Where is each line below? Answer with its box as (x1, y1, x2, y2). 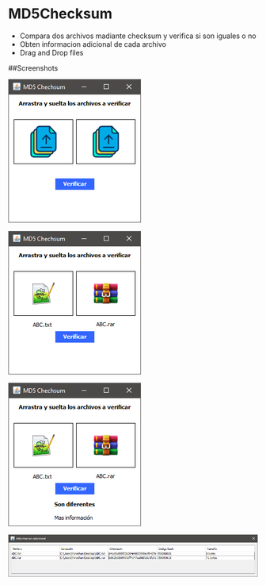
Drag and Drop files (19, 48, 84, 57)
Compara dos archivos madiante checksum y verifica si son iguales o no (19, 31, 256, 40)
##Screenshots (8, 63, 59, 72)
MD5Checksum (8, 5, 112, 23)
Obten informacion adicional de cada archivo (19, 39, 166, 48)
